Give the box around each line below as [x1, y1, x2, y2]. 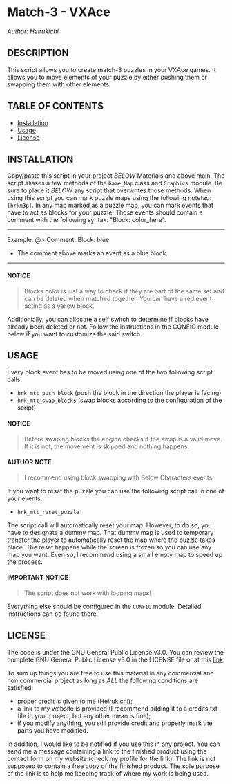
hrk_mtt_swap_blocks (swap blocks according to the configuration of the [17, 396, 222, 405]
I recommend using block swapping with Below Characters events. [23, 473, 214, 482]
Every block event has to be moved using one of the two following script [7, 368, 213, 376]
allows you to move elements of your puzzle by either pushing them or [7, 73, 208, 81]
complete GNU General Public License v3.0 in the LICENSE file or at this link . [7, 655, 225, 664]
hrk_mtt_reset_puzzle [17, 509, 79, 516]
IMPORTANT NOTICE [7, 574, 69, 582]
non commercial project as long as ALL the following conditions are [7, 676, 199, 684]
